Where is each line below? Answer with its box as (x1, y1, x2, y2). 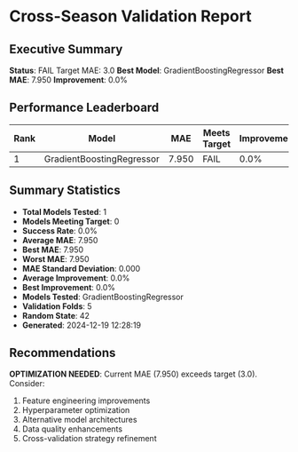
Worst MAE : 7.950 (21, 253, 90, 264)
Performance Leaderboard (9, 100, 160, 115)
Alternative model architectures (21, 415, 137, 425)
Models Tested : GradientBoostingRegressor (21, 291, 184, 302)
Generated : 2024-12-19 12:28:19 (21, 320, 142, 330)
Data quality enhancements (21, 424, 122, 434)
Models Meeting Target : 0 (21, 216, 120, 226)
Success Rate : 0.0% (21, 225, 98, 236)
